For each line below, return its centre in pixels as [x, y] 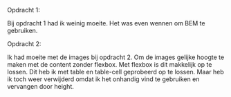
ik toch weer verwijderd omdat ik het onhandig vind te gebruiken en [103, 79]
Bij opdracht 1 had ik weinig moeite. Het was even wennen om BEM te [106, 23]
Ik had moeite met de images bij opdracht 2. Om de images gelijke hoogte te [116, 57]
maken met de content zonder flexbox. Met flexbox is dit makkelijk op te [110, 64]
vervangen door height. [41, 86]
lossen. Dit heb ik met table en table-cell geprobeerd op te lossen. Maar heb [115, 72]
